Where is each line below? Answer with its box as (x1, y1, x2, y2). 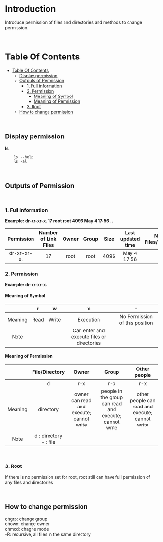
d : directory (34, 432, 63, 439)
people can (130, 397, 156, 404)
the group (100, 394, 123, 401)
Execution (77, 316, 100, 323)
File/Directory (32, 368, 65, 375)
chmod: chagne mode (5, 526, 49, 532)
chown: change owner (5, 521, 50, 527)
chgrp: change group (5, 516, 48, 522)
